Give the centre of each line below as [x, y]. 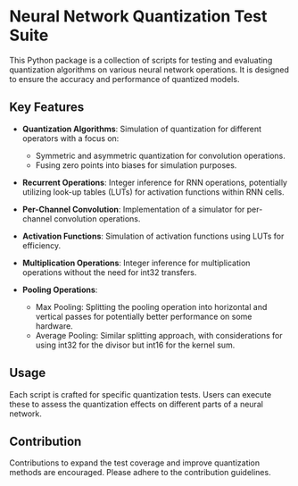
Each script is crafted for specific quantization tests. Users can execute [141, 394]
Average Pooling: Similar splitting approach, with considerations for [159, 335]
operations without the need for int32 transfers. [109, 272]
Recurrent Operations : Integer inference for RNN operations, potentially [155, 182]
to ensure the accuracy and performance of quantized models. [124, 79]
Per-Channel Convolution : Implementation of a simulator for [133, 209]
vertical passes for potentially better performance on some [144, 316]
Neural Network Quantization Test [138, 17]
